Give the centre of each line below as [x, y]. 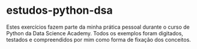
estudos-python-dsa [59, 10]
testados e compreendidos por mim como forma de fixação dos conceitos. [98, 39]
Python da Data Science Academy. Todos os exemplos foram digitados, [95, 33]
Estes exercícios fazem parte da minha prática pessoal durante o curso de [98, 27]
